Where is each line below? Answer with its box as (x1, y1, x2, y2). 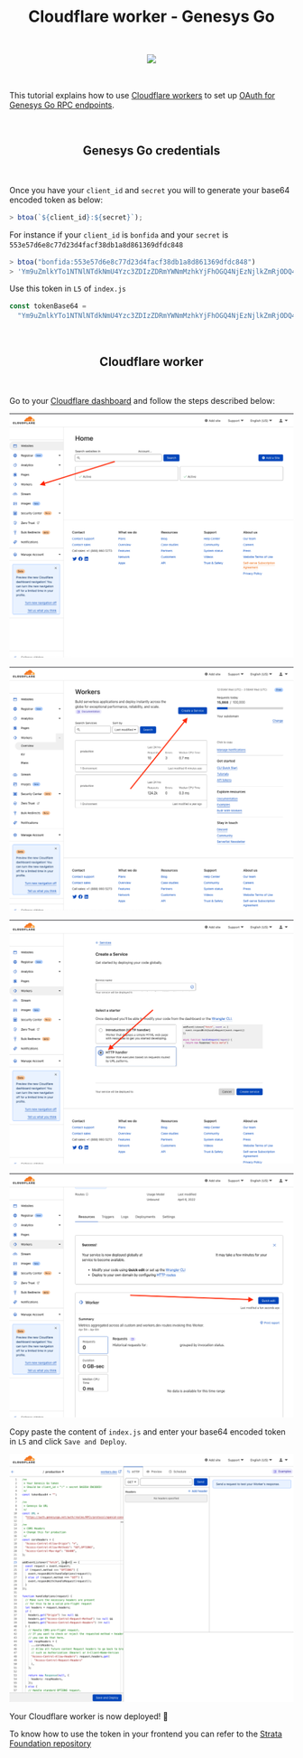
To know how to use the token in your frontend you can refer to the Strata (9, 1728, 282, 1739)
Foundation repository (9, 1737, 92, 1749)
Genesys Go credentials (82, 143, 221, 159)
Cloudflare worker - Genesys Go (28, 6, 275, 27)
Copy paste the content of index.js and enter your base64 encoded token (9, 1426, 286, 1437)
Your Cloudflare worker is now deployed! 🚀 (9, 1710, 169, 1722)
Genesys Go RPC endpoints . (9, 99, 115, 110)
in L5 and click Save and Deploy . (9, 1435, 128, 1446)
